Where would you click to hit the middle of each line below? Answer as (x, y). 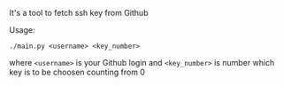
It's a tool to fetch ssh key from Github (79, 13)
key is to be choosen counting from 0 (77, 72)
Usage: (22, 30)
